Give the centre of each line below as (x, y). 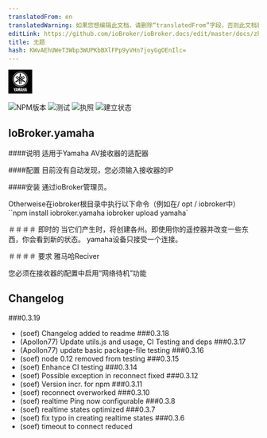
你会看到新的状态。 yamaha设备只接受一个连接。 (102, 239)
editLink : (25, 33)
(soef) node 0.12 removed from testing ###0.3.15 (99, 358)
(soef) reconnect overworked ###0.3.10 (85, 392)
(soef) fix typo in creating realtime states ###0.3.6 (102, 417)
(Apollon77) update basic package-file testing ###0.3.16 (112, 350)
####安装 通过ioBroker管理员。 (60, 186)
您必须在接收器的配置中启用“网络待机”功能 (77, 273)
